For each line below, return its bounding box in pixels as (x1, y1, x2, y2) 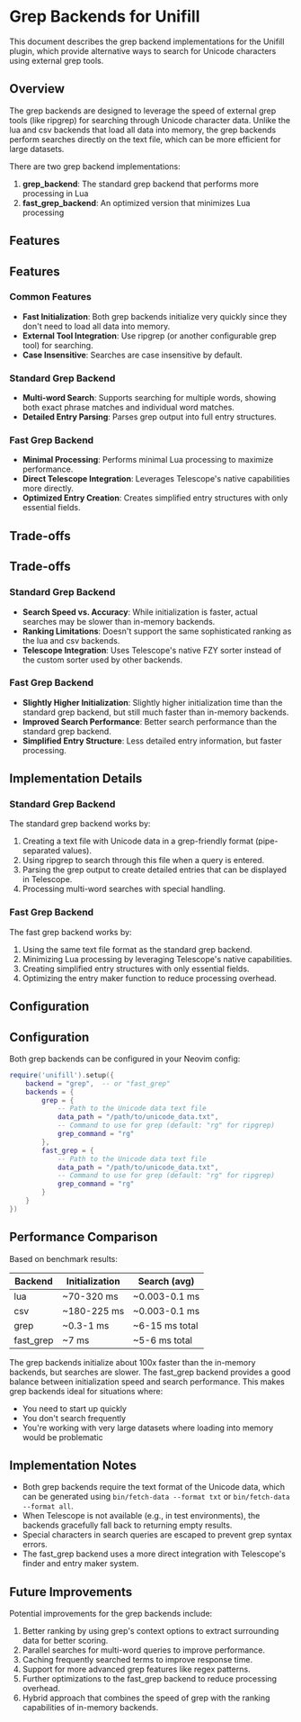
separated (22, 845, 61, 856)
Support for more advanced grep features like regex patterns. (22, 1663, 251, 1675)
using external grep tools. (9, 55, 104, 66)
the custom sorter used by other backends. (22, 654, 182, 665)
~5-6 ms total (133, 1334, 193, 1347)
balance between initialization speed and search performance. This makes (9, 1375, 286, 1387)
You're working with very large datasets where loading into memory (22, 1422, 274, 1433)
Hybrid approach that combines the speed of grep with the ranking (22, 1692, 270, 1703)
